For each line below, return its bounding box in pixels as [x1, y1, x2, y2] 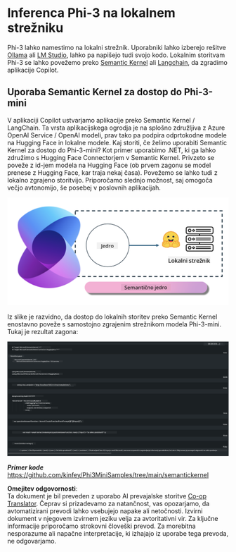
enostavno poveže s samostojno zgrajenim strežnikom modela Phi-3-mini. [7, 320, 222, 329]
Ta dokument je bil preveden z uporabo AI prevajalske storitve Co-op [7, 491, 207, 500]
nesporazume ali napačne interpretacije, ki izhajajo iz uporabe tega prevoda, [7, 529, 229, 537]
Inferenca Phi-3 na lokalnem [7, 5, 176, 21]
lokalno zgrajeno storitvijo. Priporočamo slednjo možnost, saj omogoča [7, 176, 213, 184]
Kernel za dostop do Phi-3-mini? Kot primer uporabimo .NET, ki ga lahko [7, 146, 216, 154]
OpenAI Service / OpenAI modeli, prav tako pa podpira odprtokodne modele [7, 130, 227, 139]
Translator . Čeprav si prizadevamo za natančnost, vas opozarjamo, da [7, 499, 210, 508]
